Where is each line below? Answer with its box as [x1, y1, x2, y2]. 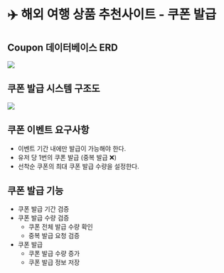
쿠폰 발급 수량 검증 [17, 214, 70, 223]
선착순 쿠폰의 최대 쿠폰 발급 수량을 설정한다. [17, 161, 140, 171]
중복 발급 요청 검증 [28, 232, 80, 240]
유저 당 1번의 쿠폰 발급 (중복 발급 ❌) [17, 153, 117, 161]
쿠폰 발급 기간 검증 [17, 205, 70, 213]
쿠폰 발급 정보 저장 [28, 258, 80, 267]
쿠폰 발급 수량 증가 [28, 250, 80, 258]
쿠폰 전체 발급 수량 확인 [28, 223, 94, 231]
